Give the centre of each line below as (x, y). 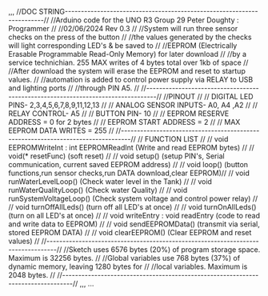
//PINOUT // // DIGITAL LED (208, 96)
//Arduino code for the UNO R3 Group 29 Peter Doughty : (145, 20)
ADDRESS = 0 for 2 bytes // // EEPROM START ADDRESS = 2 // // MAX (124, 122)
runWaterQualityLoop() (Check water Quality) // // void (98, 190)
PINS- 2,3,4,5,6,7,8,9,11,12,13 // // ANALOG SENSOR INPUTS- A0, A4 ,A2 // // (133, 105)
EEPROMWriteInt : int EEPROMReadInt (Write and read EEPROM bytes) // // (131, 148)
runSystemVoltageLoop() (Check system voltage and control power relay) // (133, 198)
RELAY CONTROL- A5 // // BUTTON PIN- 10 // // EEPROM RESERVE (119, 114)
